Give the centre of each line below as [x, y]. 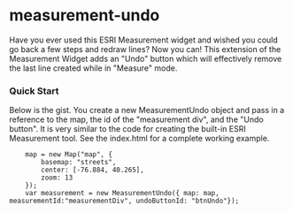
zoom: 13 [57, 178]
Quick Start [34, 91]
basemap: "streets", [79, 163]
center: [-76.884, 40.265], [93, 170]
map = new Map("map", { [69, 155]
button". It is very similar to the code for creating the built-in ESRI [127, 129]
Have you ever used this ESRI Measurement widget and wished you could [144, 40]
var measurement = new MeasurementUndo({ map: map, [122, 194]
